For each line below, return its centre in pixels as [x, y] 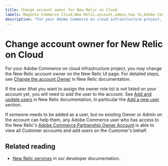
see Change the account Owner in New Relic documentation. [68, 79]
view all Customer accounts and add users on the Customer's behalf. [76, 130]
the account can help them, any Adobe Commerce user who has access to [82, 120]
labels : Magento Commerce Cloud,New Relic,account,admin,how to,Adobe [80, 15]
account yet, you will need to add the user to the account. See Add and [78, 94]
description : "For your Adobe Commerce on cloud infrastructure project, [84, 19]
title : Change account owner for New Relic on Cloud [61, 10]
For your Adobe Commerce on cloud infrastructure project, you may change [83, 69]
